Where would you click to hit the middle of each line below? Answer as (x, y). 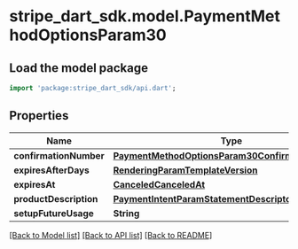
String (126, 213)
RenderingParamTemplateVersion (185, 170)
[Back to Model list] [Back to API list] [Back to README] (111, 235)
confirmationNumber (59, 155)
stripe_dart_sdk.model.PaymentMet (145, 16)
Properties (39, 116)
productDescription (56, 198)
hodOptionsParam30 (88, 35)
